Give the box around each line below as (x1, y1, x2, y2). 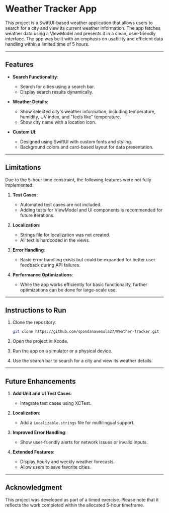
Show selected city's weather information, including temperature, (20, 108, 156, 114)
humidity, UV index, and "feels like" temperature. (20, 114, 121, 120)
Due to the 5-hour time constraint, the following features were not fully (5, 177, 152, 183)
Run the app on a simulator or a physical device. (12, 348, 113, 354)
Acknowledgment (5, 483, 62, 492)
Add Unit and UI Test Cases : (12, 391, 72, 397)
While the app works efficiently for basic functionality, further (20, 281, 147, 287)
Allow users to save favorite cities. (20, 464, 92, 470)
